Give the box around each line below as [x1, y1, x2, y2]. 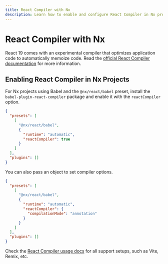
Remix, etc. [5, 253, 28, 259]
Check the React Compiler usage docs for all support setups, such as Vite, [5, 248, 159, 254]
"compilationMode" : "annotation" [27, 211, 97, 216]
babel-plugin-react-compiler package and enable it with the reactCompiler [5, 93, 161, 100]
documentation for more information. [5, 60, 81, 66]
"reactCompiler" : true [23, 136, 70, 141]
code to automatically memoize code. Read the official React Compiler [5, 55, 150, 61]
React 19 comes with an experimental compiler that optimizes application [5, 50, 155, 56]
